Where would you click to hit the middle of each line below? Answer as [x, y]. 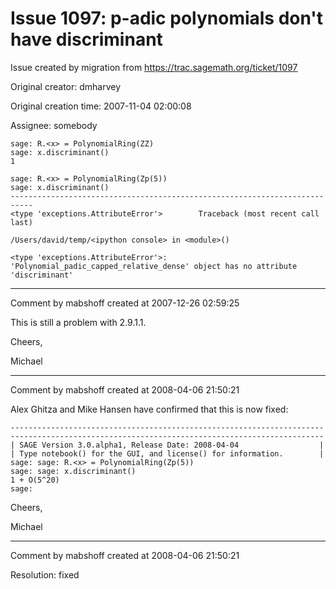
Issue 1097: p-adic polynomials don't [167, 18]
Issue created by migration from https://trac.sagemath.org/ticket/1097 [154, 67]
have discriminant [86, 39]
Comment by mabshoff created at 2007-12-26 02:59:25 [125, 303]
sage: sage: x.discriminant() [73, 471]
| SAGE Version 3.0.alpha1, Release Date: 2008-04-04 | [167, 445]
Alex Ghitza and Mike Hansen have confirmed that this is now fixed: [149, 409]
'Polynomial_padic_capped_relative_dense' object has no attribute [154, 266]
